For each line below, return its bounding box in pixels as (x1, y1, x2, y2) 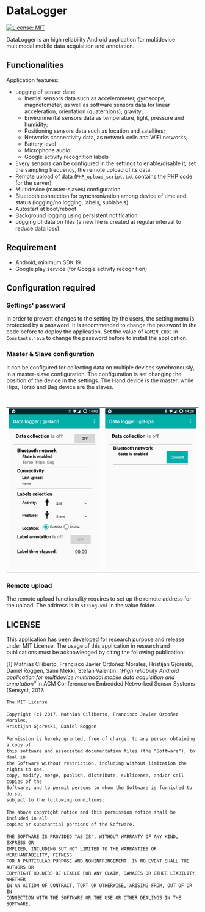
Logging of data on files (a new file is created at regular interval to (15, 218, 181, 225)
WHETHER (6, 877, 26, 883)
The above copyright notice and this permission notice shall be (6, 809, 176, 815)
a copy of (6, 742, 32, 748)
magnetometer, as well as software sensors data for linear (24, 101, 171, 108)
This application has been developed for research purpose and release (6, 636, 185, 643)
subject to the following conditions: (6, 797, 105, 803)
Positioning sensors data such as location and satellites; (24, 127, 165, 135)
